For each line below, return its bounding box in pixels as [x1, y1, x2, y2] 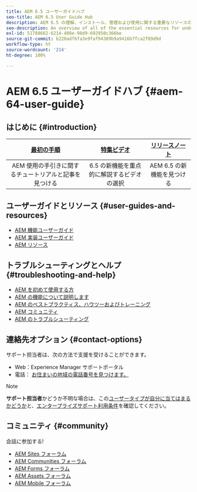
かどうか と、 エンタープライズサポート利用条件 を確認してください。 [6, 402, 170, 409]
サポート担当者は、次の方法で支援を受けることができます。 [6, 351, 150, 359]
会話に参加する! [6, 437, 44, 444]
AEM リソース [14, 242, 48, 249]
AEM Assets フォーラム [14, 472, 72, 479]
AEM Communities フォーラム [14, 457, 87, 464]
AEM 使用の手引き [11, 161, 62, 169]
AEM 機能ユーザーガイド [14, 227, 74, 234]
